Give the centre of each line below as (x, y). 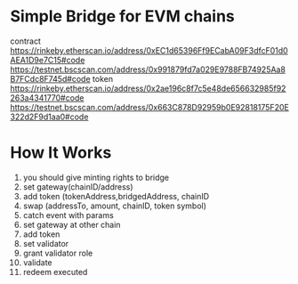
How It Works (61, 153)
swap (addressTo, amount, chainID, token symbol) (115, 206)
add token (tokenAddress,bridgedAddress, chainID (116, 196)
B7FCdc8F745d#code (51, 78)
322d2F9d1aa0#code (49, 117)
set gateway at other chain (72, 224)
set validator (46, 243)
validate (37, 262)
